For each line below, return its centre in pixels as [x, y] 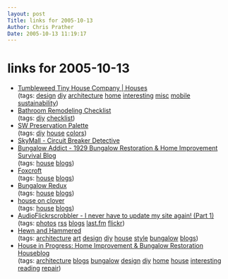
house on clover [41, 201]
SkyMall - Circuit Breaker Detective [68, 141]
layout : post [26, 14]
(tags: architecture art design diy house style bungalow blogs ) [108, 238]
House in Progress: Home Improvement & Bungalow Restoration [110, 246]
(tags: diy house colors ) [52, 133]
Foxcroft [30, 171]
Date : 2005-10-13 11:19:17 [47, 34]
